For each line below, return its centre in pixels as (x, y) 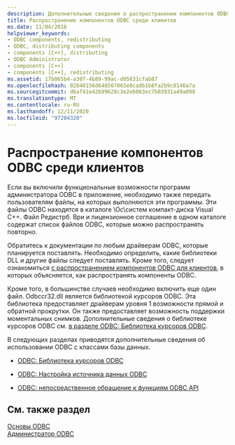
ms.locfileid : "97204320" (45, 118)
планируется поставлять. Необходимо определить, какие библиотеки (112, 252)
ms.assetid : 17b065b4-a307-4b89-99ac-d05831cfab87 (83, 79)
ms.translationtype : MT (42, 99)
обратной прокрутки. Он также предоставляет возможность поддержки (116, 311)
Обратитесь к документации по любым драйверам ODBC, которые (108, 245)
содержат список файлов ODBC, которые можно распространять (106, 224)
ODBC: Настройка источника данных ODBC (82, 374)
